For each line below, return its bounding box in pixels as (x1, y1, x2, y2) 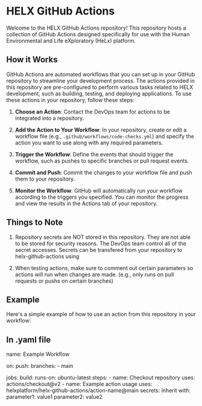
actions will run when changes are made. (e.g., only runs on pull (14, 271, 174, 278)
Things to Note (6, 217, 63, 228)
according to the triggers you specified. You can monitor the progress (14, 193, 189, 201)
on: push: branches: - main (6, 362, 74, 370)
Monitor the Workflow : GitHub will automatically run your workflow (14, 187, 183, 194)
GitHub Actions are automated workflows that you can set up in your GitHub (6, 71, 195, 78)
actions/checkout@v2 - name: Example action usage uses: (6, 381, 153, 388)
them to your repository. (14, 175, 75, 182)
